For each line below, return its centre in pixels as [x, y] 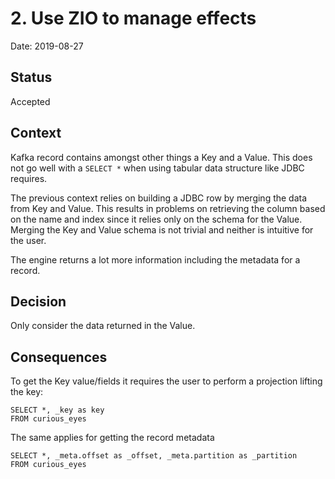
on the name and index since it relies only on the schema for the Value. [156, 219]
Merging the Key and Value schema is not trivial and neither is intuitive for [162, 229]
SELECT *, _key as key [57, 410]
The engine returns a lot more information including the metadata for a [155, 259]
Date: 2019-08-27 [47, 46]
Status [31, 77]
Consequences [59, 357]
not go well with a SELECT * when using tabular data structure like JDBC [157, 168]
